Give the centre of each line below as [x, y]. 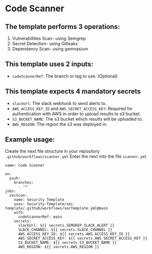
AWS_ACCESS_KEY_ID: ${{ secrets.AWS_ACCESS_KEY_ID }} [74, 234]
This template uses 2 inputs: [49, 64]
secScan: [18, 196]
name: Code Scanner [25, 165]
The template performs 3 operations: [63, 27]
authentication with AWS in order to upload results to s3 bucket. [76, 114]
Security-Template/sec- [51, 204]
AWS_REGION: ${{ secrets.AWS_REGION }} [58, 247]
